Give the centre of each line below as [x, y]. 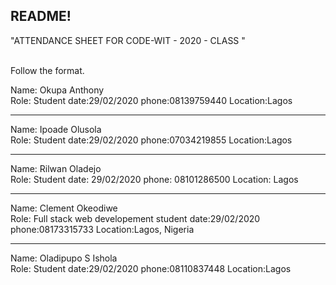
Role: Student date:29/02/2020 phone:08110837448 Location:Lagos [151, 268]
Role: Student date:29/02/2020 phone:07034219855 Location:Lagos [151, 140]
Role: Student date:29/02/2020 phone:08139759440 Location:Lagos [151, 100]
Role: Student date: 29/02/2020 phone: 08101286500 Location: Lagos [154, 179]
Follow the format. [47, 70]
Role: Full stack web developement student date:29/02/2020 [135, 218]
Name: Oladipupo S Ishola [64, 258]
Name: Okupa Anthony [57, 90]
